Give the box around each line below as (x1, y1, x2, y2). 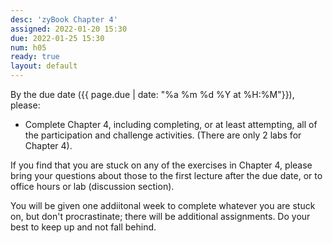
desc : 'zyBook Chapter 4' (10, 14, 118, 25)
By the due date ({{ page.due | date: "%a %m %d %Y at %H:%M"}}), (10, 89, 295, 100)
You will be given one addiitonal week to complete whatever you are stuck (10, 200, 316, 211)
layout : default (10, 61, 78, 71)
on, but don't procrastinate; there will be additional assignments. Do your (10, 211, 311, 222)
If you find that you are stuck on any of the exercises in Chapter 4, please (10, 159, 313, 171)
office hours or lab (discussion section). (10, 181, 175, 192)
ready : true (10, 52, 60, 62)
